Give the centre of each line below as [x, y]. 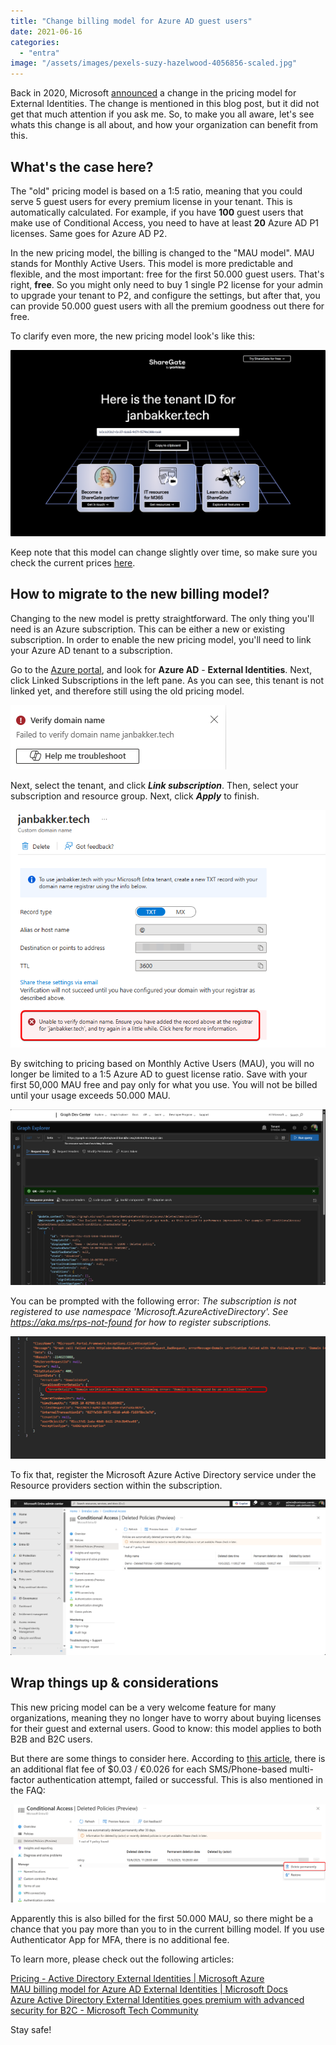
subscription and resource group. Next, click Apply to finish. [135, 796]
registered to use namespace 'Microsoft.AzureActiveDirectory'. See [149, 1312]
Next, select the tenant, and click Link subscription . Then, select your [154, 785]
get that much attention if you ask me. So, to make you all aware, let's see [162, 114]
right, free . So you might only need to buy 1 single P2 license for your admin [166, 284]
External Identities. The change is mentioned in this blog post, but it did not [165, 104]
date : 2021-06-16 [46, 31]
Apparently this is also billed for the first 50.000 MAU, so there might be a [162, 1918]
